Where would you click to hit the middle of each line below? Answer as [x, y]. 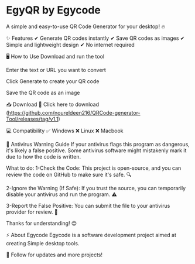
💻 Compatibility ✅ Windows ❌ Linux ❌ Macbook [65, 131]
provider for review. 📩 [32, 212]
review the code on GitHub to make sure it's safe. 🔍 [69, 174]
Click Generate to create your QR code [53, 81]
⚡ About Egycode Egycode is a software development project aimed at [91, 235]
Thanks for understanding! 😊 [42, 223]
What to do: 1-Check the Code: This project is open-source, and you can [94, 168]
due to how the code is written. [44, 156]
